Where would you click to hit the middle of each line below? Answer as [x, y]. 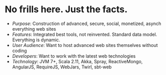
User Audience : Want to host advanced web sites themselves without [85, 45]
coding [20, 51]
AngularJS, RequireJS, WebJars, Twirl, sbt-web [62, 67]
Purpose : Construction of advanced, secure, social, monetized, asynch [87, 23]
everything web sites [34, 29]
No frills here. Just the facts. [66, 9]
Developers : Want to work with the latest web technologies [74, 56]
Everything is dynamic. [36, 40]
